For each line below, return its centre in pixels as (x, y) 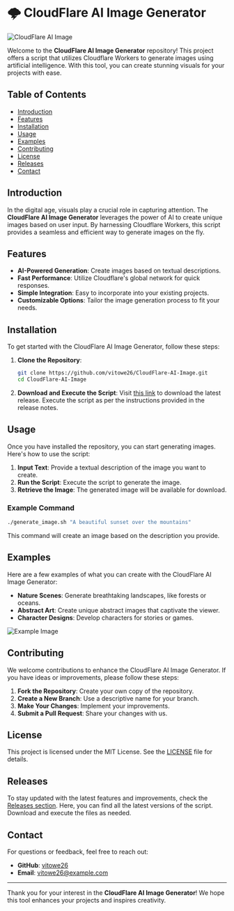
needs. (27, 308)
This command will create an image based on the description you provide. (114, 535)
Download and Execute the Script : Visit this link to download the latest (119, 393)
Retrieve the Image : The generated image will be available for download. (122, 490)
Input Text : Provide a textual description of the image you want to (112, 467)
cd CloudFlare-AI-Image (52, 380)
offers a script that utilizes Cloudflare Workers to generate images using (110, 58)
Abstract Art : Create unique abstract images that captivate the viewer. (119, 610)
